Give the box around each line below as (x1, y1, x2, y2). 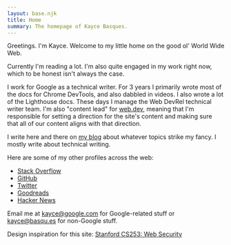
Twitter (17, 182, 38, 190)
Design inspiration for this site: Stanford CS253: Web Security (7, 230, 183, 238)
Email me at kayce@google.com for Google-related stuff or (7, 209, 175, 217)
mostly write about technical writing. (7, 140, 111, 149)
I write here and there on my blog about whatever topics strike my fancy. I (7, 133, 217, 141)
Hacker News (17, 196, 57, 204)
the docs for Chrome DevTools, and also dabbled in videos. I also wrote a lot (7, 90, 224, 98)
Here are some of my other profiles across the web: (7, 153, 154, 162)
